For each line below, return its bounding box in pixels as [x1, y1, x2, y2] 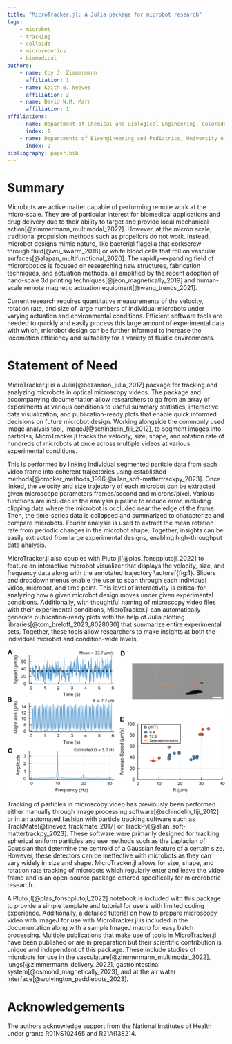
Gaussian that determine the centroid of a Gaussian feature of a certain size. [7, 844, 224, 852]
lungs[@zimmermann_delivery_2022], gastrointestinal [7, 960, 160, 968]
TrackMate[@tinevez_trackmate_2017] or [7, 822, 124, 830]
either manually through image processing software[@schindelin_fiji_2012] [7, 807, 220, 815]
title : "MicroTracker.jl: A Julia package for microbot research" [7, 11, 202, 18]
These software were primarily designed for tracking [70, 829, 220, 838]
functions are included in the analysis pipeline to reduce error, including [7, 497, 211, 505]
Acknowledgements [7, 999, 126, 1014]
